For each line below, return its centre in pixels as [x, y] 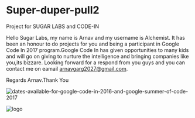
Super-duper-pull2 [53, 10]
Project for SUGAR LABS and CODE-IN [53, 26]
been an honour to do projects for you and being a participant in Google [93, 44]
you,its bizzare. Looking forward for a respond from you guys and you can [96, 63]
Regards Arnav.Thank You [37, 80]
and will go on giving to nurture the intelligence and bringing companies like [97, 56]
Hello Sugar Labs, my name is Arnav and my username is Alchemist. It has [96, 37]
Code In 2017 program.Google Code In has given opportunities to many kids [97, 50]
